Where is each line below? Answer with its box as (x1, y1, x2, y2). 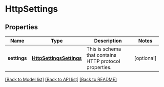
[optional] (134, 55, 157, 62)
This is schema (86, 45, 121, 52)
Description (94, 38, 122, 44)
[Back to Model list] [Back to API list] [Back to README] (5, 77, 117, 82)
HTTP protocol (86, 58, 121, 65)
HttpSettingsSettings (31, 55, 82, 62)
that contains (86, 52, 117, 58)
